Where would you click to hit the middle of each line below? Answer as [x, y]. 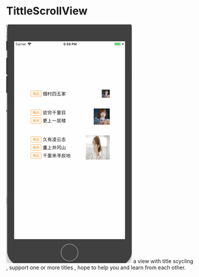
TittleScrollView [47, 11]
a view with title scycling [163, 261]
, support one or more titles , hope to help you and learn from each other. [96, 267]
